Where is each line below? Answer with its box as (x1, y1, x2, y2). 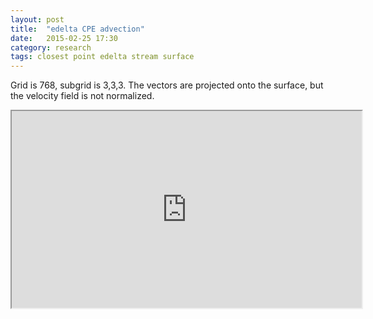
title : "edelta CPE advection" (10, 24, 145, 34)
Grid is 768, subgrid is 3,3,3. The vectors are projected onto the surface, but (10, 79, 324, 91)
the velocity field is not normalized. (10, 90, 155, 102)
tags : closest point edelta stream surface (10, 52, 195, 62)
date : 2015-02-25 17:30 (10, 33, 118, 43)
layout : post (10, 14, 65, 25)
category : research (10, 42, 92, 53)
